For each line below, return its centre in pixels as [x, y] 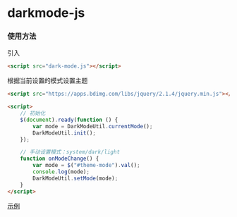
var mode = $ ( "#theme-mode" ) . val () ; [86, 166]
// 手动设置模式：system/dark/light [70, 152]
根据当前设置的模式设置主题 [48, 81]
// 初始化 [33, 113]
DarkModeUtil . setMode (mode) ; [75, 178]
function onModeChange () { [60, 159]
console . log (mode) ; [61, 172]
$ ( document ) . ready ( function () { [69, 120]
